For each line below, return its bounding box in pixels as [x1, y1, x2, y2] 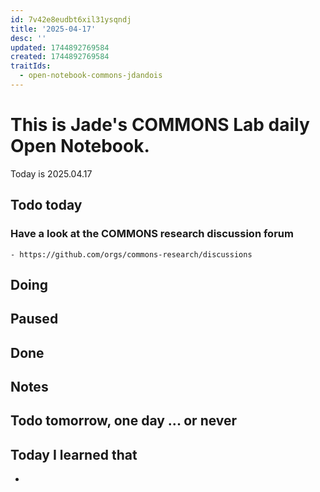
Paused [10, 311, 59, 328]
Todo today [10, 197, 83, 214]
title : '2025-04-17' [10, 24, 97, 34]
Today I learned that [10, 446, 138, 463]
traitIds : [10, 61, 52, 71]
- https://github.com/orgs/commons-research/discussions [10, 249, 253, 260]
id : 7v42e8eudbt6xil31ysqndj [10, 14, 132, 25]
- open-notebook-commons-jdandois [19, 71, 163, 81]
